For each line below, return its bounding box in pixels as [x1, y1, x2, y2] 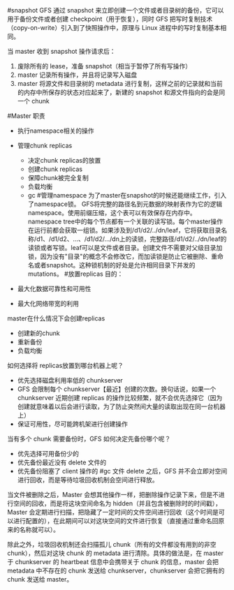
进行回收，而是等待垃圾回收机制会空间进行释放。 [17, 475, 159, 484]
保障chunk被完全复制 [27, 174, 89, 182]
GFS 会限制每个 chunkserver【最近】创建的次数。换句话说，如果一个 [17, 385, 217, 393]
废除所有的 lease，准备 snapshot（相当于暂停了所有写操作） [17, 62, 192, 70]
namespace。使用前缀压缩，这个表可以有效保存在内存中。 [27, 209, 197, 216]
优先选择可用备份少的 [17, 450, 79, 457]
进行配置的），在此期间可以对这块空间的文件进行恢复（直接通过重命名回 [13, 517, 219, 525]
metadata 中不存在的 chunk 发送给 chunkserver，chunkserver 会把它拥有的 [7, 566, 225, 575]
